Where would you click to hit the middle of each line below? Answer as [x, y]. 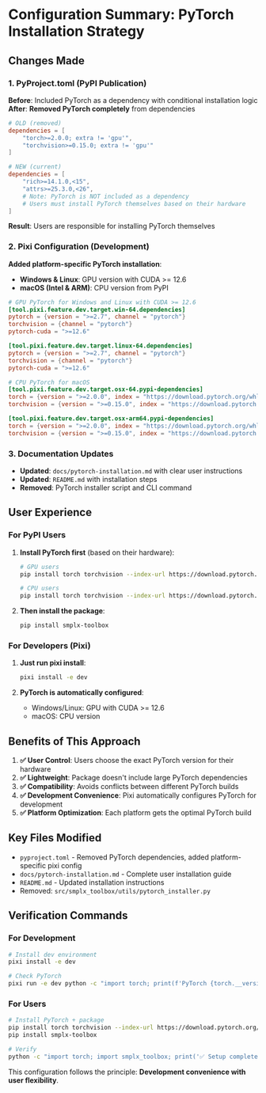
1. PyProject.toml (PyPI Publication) [78, 83]
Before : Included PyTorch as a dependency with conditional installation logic [133, 100]
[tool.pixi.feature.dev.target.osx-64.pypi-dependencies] [106, 389]
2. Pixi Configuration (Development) [79, 247]
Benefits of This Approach [74, 741]
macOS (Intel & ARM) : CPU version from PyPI [94, 287]
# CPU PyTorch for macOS [49, 382]
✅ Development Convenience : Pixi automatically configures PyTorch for [138, 795]
